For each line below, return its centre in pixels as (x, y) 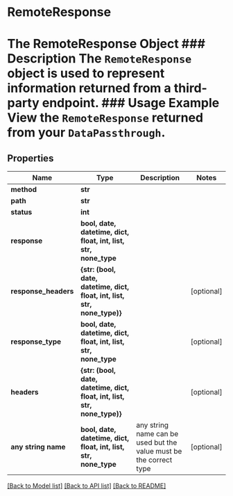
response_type (36, 342)
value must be (159, 451)
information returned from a (89, 88)
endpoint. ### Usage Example (131, 103)
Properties (31, 158)
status (21, 212)
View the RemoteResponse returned (105, 118)
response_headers (42, 291)
